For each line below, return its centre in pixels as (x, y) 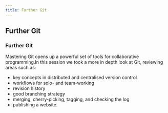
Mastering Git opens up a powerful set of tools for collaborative (72, 56)
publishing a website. (35, 105)
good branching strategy (39, 94)
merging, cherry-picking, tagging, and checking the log (71, 99)
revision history (29, 88)
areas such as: (21, 68)
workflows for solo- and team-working (54, 83)
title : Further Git (26, 10)
